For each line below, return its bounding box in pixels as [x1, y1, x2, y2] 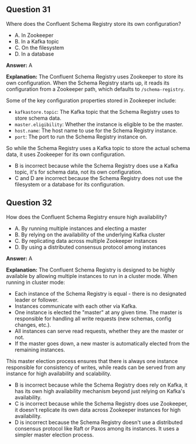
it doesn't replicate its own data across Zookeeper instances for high [14, 406, 181, 413]
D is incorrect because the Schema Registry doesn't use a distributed [14, 419, 183, 426]
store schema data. [14, 114, 62, 121]
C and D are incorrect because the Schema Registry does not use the [14, 174, 183, 181]
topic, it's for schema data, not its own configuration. [14, 168, 143, 175]
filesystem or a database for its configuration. [14, 181, 125, 188]
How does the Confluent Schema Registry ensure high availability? [6, 213, 167, 221]
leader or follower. [14, 296, 59, 303]
